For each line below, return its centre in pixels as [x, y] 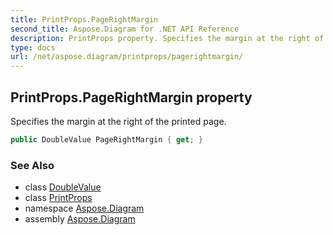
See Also [32, 165]
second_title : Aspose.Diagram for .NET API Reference [125, 29]
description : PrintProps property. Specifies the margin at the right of [167, 38]
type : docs [33, 47]
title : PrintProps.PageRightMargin [84, 19]
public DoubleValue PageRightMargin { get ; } [106, 139]
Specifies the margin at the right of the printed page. [118, 121]
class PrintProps [58, 198]
